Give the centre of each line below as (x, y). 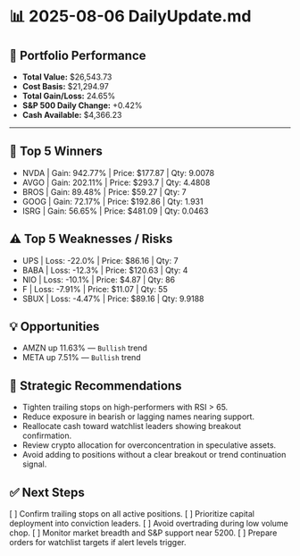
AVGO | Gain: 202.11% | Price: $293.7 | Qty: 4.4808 (116, 182)
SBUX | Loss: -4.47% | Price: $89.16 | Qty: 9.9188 (113, 299)
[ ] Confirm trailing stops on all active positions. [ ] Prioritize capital (132, 514)
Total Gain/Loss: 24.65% (69, 96)
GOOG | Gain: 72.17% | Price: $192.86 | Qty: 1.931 (112, 201)
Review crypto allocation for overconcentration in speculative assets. (149, 445)
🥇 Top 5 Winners (56, 152)
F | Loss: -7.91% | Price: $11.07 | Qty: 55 (95, 289)
